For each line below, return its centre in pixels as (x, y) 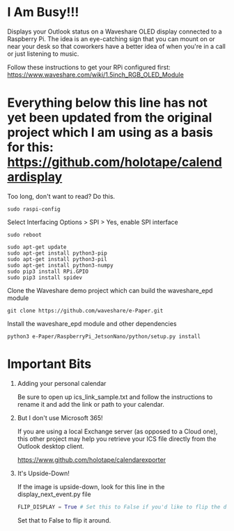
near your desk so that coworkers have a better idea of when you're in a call (117, 46)
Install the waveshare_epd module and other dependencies (92, 323)
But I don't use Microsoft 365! (60, 418)
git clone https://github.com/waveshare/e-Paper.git (85, 311)
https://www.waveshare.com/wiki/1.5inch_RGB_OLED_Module (96, 75)
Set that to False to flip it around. (64, 520)
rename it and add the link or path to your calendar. (91, 404)
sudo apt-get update (37, 247)
